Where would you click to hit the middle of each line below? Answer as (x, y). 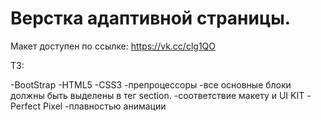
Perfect (26, 106)
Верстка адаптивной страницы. (151, 18)
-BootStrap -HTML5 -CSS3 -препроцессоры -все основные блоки (151, 84)
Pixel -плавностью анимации (104, 106)
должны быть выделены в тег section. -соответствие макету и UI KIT (157, 95)
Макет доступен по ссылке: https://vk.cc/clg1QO (113, 46)
